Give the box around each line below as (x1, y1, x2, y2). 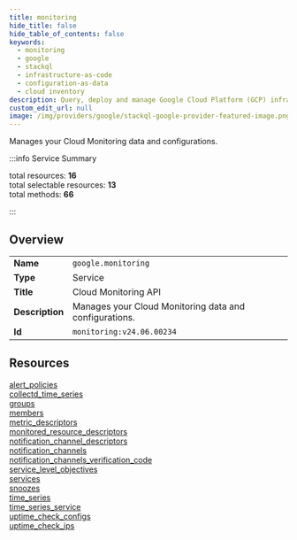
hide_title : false (9, 21, 77, 30)
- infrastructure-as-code (17, 71, 113, 80)
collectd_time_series (9, 389, 84, 399)
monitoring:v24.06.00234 (72, 327, 177, 336)
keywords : (9, 37, 46, 47)
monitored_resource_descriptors (9, 426, 128, 436)
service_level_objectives (9, 464, 98, 474)
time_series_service (9, 501, 81, 512)
